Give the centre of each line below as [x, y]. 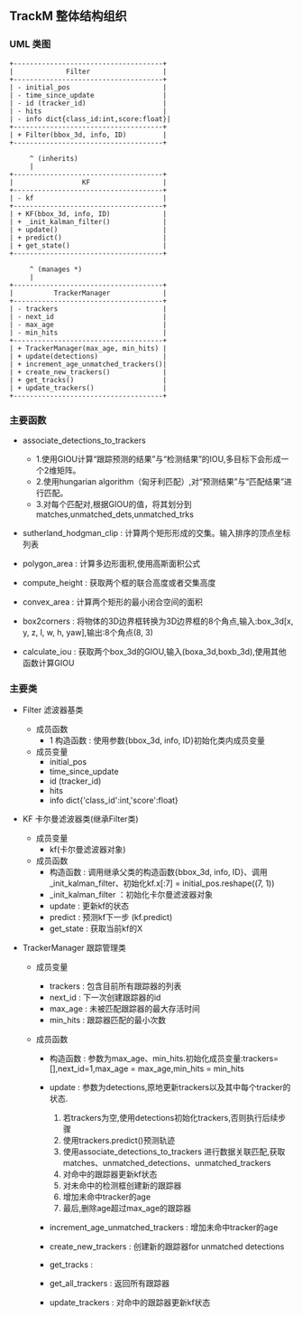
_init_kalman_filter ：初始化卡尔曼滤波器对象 [131, 895]
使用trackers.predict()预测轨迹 [119, 1141]
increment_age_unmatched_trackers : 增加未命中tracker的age [164, 1228]
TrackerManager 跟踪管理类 [74, 948]
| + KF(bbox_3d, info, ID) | [88, 214]
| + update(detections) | [88, 356]
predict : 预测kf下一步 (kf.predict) [111, 917]
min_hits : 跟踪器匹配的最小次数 [108, 1021]
